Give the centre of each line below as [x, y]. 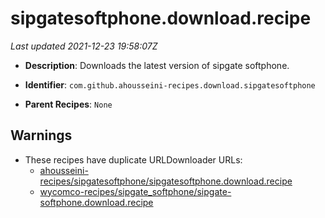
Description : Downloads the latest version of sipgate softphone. [157, 65]
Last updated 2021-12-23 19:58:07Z [84, 46]
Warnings [41, 135]
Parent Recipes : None [68, 104]
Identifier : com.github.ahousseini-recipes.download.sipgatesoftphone [170, 84]
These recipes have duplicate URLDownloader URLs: [133, 159]
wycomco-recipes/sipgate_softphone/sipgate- [135, 191]
